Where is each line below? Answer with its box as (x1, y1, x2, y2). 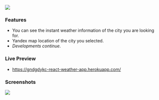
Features (5, 16, 27, 23)
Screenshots (5, 79, 36, 85)
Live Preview (5, 55, 36, 62)
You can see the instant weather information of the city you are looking (12, 27, 155, 34)
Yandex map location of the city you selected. (12, 38, 104, 44)
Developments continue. (12, 43, 61, 49)
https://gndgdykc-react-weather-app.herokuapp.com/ (12, 66, 121, 72)
